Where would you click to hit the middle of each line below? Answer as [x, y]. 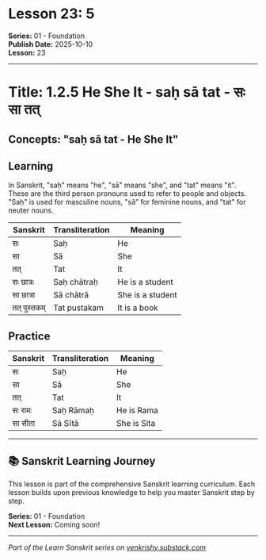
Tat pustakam [79, 308]
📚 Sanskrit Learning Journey [82, 461]
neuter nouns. [31, 210]
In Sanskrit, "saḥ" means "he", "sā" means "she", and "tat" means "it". [122, 185]
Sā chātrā [71, 295]
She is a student [148, 295]
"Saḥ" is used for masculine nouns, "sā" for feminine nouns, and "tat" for [127, 202]
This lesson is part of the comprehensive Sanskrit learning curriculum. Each [132, 484]
